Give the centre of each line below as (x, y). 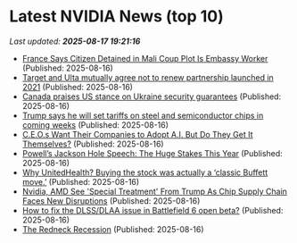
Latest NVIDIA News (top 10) (117, 17)
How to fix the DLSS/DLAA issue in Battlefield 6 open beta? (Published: (153, 210)
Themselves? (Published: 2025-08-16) (93, 144)
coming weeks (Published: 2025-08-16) (95, 125)
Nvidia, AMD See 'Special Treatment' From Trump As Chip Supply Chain (155, 191)
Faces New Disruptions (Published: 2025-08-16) (111, 201)
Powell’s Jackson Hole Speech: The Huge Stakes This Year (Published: (152, 153)
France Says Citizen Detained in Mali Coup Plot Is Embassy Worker (145, 58)
